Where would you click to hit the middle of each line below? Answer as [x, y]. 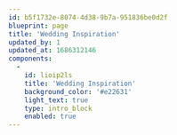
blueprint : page [38, 26]
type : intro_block [58, 108]
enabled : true [50, 116]
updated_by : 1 [35, 42]
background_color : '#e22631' [78, 91]
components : [30, 59]
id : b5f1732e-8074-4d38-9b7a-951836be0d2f [88, 17]
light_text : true [56, 100]
